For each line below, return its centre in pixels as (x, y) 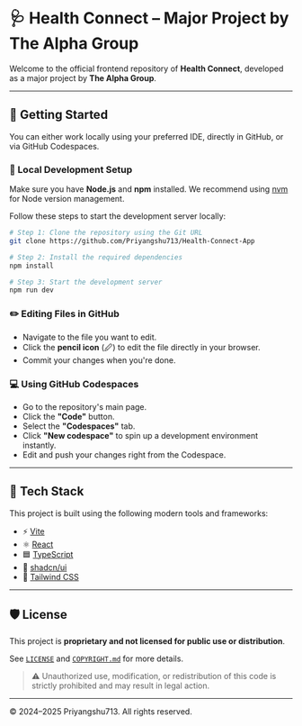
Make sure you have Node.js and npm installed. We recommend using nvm (149, 189)
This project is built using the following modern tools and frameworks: (139, 513)
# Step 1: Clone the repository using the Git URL (106, 233)
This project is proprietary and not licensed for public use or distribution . (147, 640)
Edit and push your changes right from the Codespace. (124, 454)
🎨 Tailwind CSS (50, 576)
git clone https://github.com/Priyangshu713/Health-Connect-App (132, 240)
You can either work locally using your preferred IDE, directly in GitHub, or (147, 136)
